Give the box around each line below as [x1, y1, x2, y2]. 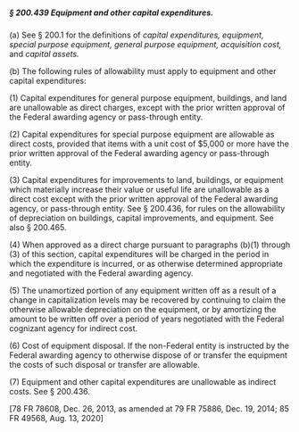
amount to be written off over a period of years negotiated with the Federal [9, 313, 285, 324]
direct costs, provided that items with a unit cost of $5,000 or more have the [9, 138, 290, 149]
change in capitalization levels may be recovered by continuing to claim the [9, 295, 287, 305]
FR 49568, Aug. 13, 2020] [9, 412, 104, 423]
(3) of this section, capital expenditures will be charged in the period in [9, 248, 270, 259]
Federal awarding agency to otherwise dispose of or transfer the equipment [9, 349, 288, 361]
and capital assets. [9, 48, 79, 59]
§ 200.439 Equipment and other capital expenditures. [9, 7, 214, 18]
